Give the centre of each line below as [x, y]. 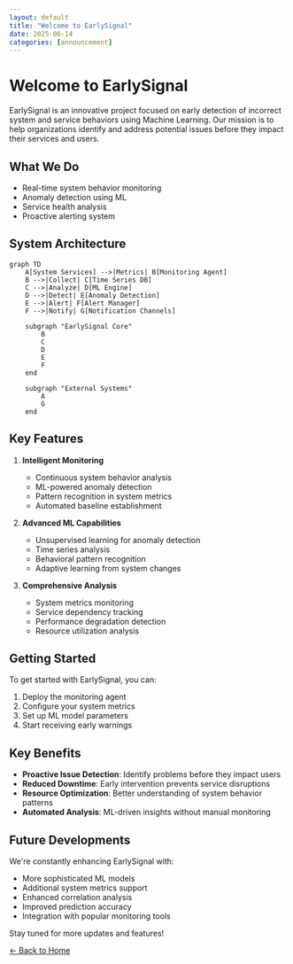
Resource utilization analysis [87, 631]
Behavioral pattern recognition [90, 558]
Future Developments [70, 840]
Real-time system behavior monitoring [92, 188]
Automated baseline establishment [98, 505]
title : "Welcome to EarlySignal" [71, 26]
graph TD [25, 264]
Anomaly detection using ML [74, 197]
